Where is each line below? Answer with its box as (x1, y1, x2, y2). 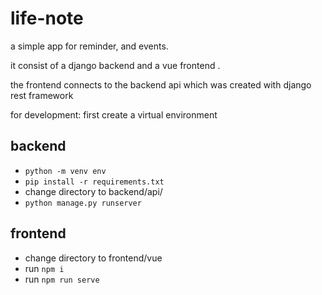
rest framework (10, 89, 74, 101)
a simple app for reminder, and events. (10, 40, 169, 52)
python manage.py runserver (24, 198, 142, 208)
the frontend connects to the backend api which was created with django (10, 78, 312, 91)
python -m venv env (24, 166, 107, 176)
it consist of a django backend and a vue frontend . (10, 59, 221, 71)
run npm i (24, 262, 65, 274)
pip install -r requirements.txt (24, 177, 165, 187)
